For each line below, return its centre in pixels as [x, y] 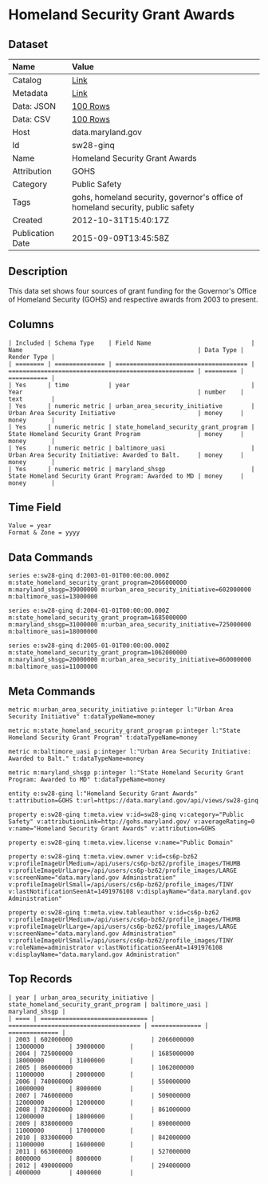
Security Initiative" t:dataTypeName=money [82, 717]
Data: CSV [32, 119]
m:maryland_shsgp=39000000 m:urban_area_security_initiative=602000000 [130, 590]
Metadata [30, 93]
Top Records [40, 979]
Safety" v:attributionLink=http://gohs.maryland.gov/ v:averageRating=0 [132, 822]
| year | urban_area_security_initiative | [82, 998]
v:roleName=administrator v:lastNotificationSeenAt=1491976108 [116, 948]
